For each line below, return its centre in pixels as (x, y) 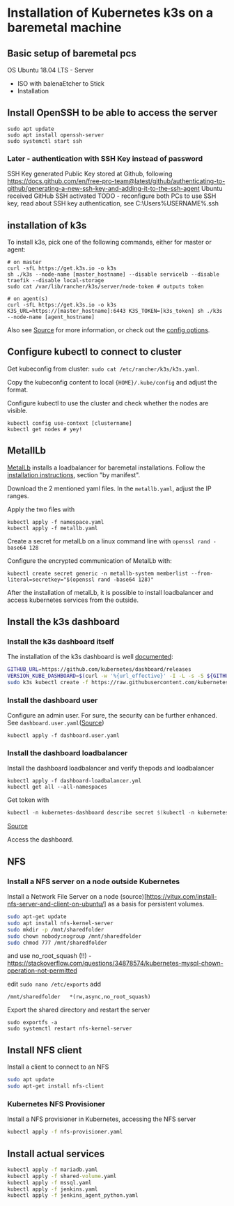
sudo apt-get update (37, 917)
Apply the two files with (41, 509)
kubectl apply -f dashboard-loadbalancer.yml (74, 781)
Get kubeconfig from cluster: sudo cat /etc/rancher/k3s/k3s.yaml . (103, 369)
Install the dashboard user (53, 700)
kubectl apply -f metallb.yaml (53, 528)
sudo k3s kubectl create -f (48, 682)
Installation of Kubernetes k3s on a (110, 13)
